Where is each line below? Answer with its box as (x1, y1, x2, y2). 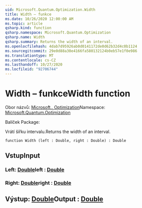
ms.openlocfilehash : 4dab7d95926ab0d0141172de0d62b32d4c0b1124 (5, 44, 138, 49)
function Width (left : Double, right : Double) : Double (5, 138, 126, 143)
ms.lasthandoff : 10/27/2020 (5, 62, 63, 67)
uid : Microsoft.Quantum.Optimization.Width (5, 7, 96, 12)
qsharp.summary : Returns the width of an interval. (5, 39, 113, 44)
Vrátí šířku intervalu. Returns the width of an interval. (5, 129, 111, 135)
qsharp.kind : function (5, 26, 52, 31)
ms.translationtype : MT (5, 53, 54, 58)
